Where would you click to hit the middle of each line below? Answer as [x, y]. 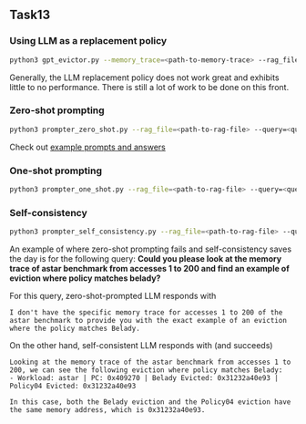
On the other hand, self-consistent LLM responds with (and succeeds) [141, 346]
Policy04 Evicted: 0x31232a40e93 [73, 387]
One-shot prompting [56, 171]
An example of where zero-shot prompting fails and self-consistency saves [151, 249]
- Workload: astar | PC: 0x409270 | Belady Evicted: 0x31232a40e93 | [144, 378]
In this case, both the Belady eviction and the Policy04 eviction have [150, 402]
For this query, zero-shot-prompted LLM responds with [113, 296]
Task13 [30, 15]
